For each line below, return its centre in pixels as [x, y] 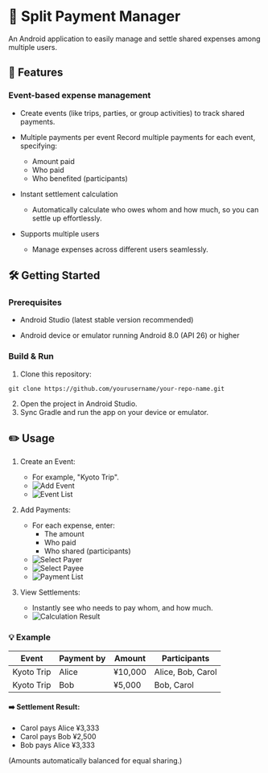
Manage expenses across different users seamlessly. [120, 249]
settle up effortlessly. [67, 218]
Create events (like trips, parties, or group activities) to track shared [132, 113]
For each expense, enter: [73, 525]
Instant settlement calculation [69, 194]
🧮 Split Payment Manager [95, 16]
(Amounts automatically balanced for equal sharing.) [95, 760]
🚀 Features [36, 73]
